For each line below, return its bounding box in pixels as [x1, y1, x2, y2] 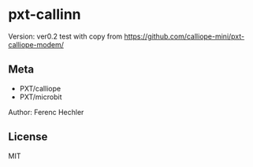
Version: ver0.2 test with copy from [8, 32, 123, 41]
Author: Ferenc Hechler [8, 107, 84, 117]
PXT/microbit [19, 92, 62, 102]
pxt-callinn [8, 6, 81, 24]
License [8, 130, 48, 143]
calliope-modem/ [8, 39, 65, 49]
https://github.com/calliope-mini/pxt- [124, 32, 245, 41]
